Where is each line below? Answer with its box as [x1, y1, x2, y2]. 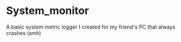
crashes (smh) [6, 29, 41, 36]
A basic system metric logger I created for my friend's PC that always [6, 23, 176, 30]
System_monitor [6, 4, 89, 17]
